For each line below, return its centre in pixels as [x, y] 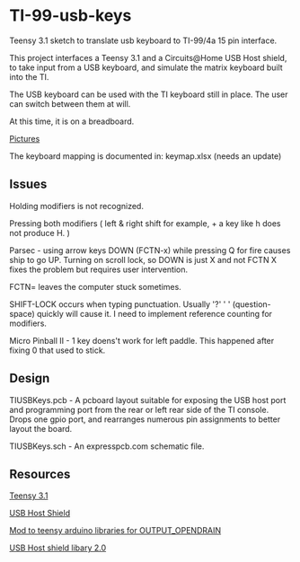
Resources [40, 474]
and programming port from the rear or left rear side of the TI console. [139, 409]
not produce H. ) [40, 233]
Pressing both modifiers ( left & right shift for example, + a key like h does [145, 223]
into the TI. [29, 76]
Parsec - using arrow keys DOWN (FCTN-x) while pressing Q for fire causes [150, 250]
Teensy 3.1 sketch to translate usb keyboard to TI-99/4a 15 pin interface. [143, 40]
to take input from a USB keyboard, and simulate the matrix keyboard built [146, 67]
